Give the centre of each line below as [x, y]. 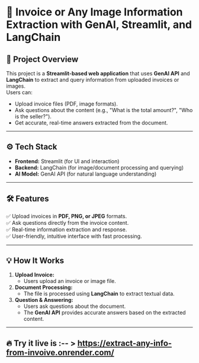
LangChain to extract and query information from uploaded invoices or [93, 80]
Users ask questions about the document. [75, 306]
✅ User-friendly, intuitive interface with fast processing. [74, 236]
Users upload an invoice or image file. [70, 281]
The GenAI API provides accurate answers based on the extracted [105, 313]
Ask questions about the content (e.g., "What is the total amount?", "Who [104, 110]
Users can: [19, 92]
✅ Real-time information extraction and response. [67, 229]
